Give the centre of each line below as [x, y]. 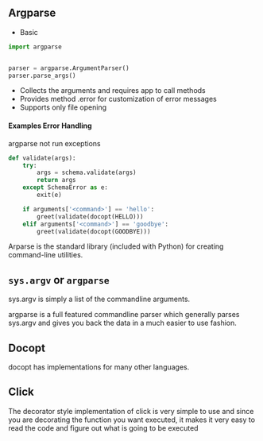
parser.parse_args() [43, 75]
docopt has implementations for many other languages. [99, 367]
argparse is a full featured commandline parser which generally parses [124, 315]
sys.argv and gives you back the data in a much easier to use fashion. [122, 323]
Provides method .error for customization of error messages [118, 99]
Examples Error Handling [50, 126]
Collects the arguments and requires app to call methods [113, 91]
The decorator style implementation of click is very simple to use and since [131, 411]
